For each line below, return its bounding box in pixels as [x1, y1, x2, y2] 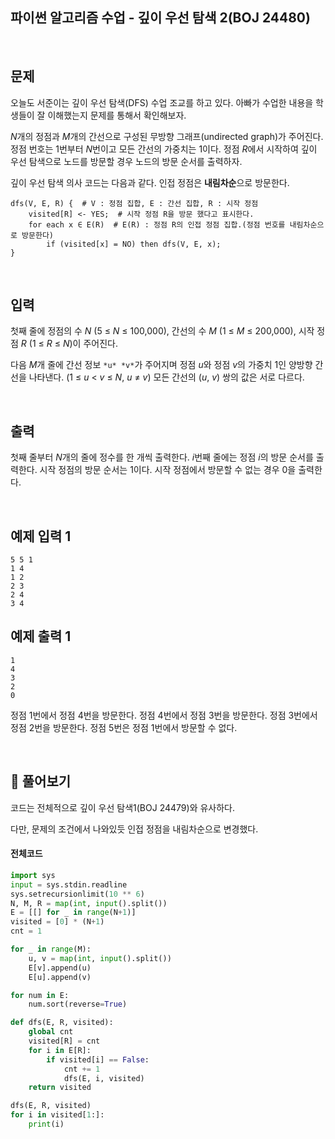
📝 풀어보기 [10, 773, 72, 790]
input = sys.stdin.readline [10, 879, 128, 890]
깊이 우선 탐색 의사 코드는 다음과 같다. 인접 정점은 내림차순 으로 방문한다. [10, 176, 290, 188]
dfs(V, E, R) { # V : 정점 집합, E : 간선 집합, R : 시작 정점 [10, 198, 259, 208]
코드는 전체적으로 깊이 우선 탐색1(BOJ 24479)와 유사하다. [10, 801, 236, 813]
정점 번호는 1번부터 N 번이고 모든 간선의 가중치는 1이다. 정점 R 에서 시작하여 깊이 [10, 143, 318, 155]
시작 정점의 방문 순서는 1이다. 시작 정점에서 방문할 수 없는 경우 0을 [39, 464, 297, 476]
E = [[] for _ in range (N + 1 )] [10, 908, 137, 918]
